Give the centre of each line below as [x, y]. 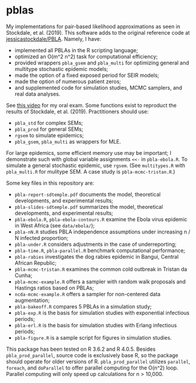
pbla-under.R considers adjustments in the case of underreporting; [95, 244]
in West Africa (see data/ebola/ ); [55, 225]
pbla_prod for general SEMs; [49, 129]
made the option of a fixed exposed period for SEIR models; [87, 75]
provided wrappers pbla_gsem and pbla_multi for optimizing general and [102, 63]
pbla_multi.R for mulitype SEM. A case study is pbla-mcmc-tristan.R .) [91, 171]
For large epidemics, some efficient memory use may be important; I [89, 152]
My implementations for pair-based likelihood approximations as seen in [93, 26]
